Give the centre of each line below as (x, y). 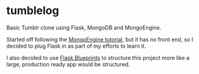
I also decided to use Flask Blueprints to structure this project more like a (98, 57)
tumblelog (33, 11)
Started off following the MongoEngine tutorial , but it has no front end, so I (100, 39)
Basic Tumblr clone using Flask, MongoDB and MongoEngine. (84, 28)
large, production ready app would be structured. (68, 64)
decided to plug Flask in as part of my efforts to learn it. (76, 46)
